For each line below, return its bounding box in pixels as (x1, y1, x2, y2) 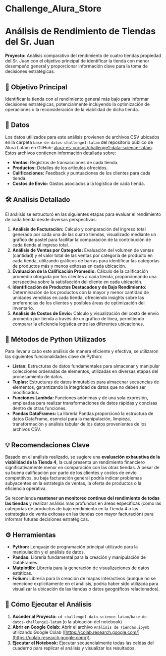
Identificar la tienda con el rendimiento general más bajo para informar (5, 96, 149, 102)
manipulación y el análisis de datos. (12, 549, 85, 555)
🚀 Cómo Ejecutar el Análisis (5, 600, 92, 609)
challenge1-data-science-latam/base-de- (64, 614, 149, 619)
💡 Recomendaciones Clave (5, 441, 90, 449)
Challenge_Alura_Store (5, 3, 102, 14)
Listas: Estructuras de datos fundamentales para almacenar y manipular (12, 363, 160, 369)
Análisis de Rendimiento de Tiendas (5, 26, 156, 37)
